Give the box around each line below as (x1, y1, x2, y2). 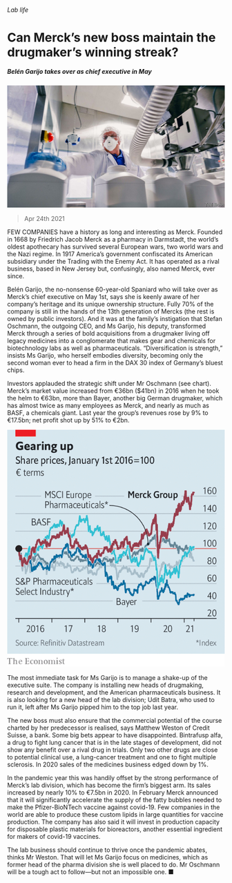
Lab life (7, 6, 29, 14)
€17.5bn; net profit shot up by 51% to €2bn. (7, 416, 130, 425)
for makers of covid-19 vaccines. (7, 833, 101, 840)
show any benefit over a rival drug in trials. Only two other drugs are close (7, 746, 218, 754)
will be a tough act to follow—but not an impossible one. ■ (7, 868, 174, 876)
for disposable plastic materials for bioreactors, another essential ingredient (7, 825, 223, 833)
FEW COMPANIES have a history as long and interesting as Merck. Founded (7, 228, 223, 236)
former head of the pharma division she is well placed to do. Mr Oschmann (7, 860, 220, 869)
